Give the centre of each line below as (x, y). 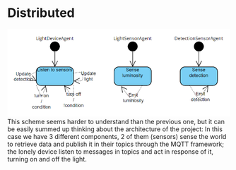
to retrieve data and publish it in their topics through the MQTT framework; (116, 144)
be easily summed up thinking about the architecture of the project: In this (115, 129)
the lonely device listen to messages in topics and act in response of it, (111, 151)
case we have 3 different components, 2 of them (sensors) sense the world (117, 136)
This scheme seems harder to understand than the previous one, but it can (116, 121)
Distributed (41, 13)
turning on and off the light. (47, 159)
